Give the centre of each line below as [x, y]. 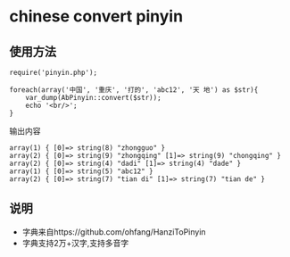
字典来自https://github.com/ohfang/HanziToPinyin [114, 232]
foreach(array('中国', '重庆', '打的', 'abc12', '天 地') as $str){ [134, 90]
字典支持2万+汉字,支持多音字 [75, 243]
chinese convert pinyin [96, 17]
